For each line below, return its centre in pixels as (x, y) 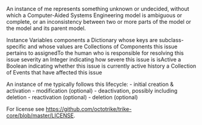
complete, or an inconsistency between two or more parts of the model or (99, 22)
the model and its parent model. (46, 28)
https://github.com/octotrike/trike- (89, 109)
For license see (25, 109)
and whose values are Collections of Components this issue (103, 46)
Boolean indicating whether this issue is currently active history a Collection (101, 66)
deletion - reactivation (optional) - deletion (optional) (72, 97)
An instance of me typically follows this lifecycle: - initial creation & (90, 84)
